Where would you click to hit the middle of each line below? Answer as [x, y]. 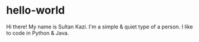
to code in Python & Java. [38, 33]
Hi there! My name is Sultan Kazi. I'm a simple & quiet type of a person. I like [100, 27]
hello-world [36, 10]
